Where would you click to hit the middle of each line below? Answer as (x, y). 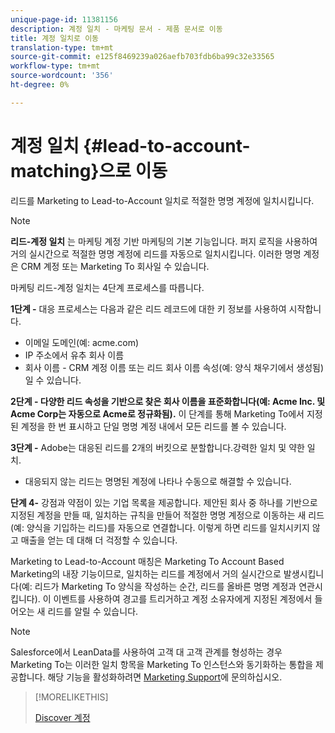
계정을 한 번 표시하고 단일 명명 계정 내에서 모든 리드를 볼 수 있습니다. (153, 426)
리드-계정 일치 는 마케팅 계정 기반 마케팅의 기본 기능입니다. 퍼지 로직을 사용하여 (164, 241)
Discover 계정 (62, 717)
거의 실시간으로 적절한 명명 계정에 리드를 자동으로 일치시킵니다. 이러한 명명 (156, 253)
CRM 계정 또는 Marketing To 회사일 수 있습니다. (115, 266)
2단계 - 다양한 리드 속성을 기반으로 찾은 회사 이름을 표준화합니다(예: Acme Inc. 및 (168, 401)
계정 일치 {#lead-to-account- (130, 145)
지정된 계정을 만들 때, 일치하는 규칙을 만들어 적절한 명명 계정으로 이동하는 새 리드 (167, 515)
